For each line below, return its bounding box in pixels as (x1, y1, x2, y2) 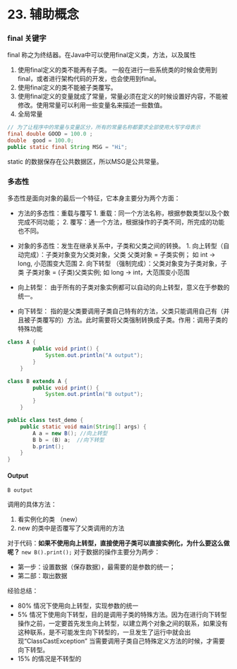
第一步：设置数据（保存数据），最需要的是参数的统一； (17, 562, 176, 572)
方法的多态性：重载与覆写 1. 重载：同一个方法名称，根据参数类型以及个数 (17, 209, 230, 217)
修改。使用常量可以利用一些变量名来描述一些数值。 (17, 101, 166, 109)
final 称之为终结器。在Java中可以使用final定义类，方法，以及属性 (7, 51, 196, 59)
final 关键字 (7, 33, 47, 43)
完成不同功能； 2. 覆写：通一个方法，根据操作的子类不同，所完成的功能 (17, 218, 225, 227)
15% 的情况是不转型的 (17, 654, 82, 663)
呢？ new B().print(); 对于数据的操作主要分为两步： (7, 548, 161, 556)
